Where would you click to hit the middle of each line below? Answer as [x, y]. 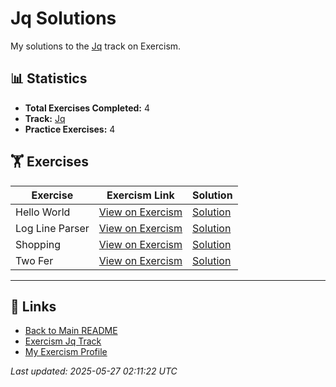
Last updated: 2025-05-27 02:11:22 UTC [94, 371]
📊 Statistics [49, 78]
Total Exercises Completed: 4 [87, 108]
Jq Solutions [63, 18]
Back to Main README [71, 331]
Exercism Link [140, 195]
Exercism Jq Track [63, 341]
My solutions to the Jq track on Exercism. [96, 46]
